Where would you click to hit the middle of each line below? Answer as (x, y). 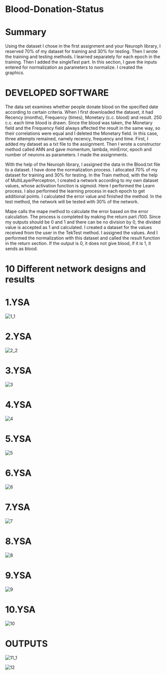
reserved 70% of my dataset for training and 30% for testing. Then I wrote (82, 52)
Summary (26, 32)
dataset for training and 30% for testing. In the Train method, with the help (82, 175)
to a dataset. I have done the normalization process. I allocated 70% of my (82, 170)
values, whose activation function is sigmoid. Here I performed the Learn (80, 186)
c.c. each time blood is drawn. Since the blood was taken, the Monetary (79, 123)
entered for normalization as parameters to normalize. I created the (74, 67)
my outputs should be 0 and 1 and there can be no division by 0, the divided (83, 222)
